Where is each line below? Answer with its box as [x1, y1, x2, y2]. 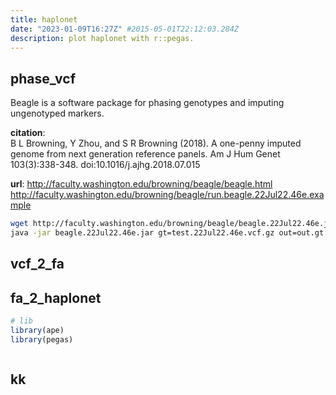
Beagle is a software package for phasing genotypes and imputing [10, 97, 285, 109]
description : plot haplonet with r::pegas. [10, 33, 195, 43]
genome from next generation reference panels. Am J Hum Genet [10, 148, 281, 160]
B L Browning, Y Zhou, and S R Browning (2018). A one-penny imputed [10, 137, 302, 150]
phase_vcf [10, 70, 77, 87]
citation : [10, 127, 46, 139]
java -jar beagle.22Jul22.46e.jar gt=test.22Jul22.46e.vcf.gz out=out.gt [10, 228, 325, 238]
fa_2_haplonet [10, 289, 102, 306]
